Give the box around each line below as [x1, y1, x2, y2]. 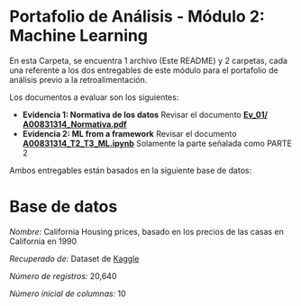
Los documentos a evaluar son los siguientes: [9, 92, 179, 103]
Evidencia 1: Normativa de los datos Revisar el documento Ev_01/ [22, 109, 269, 120]
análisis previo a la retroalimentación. [9, 74, 148, 85]
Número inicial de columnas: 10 [9, 288, 126, 299]
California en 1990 [9, 236, 78, 247]
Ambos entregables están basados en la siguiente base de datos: [9, 165, 252, 175]
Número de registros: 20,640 [9, 270, 117, 281]
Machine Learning [9, 25, 149, 46]
